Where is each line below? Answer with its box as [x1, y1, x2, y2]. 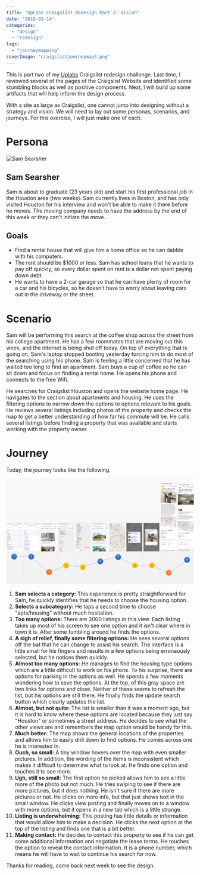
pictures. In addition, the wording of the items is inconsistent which [14, 755, 180, 762]
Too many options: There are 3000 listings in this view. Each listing [14, 615, 180, 622]
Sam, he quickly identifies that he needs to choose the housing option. [14, 596, 188, 603]
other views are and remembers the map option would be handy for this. [14, 723, 192, 730]
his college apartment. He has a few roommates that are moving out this [6, 338, 183, 345]
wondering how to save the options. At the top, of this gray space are [14, 678, 185, 686]
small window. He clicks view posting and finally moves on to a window [14, 799, 190, 806]
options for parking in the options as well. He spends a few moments [14, 673, 183, 680]
